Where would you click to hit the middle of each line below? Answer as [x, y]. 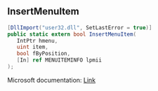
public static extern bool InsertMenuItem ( [72, 34]
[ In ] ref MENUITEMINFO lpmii [59, 60]
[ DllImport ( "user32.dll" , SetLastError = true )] [80, 27]
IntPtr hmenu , [37, 41]
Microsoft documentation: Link [52, 80]
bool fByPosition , [44, 54]
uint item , [33, 47]
